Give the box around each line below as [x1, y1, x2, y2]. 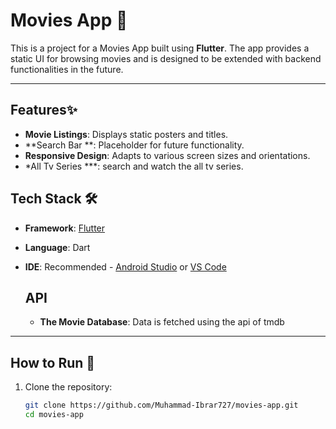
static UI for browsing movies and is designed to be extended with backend [10, 52, 322, 64]
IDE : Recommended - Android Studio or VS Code [24, 260, 227, 273]
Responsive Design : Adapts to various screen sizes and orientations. [24, 149, 311, 161]
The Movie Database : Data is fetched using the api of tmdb [39, 316, 285, 328]
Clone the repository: [24, 381, 113, 393]
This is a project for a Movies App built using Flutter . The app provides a [10, 42, 310, 54]
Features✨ [10, 102, 78, 119]
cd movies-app [24, 410, 84, 420]
